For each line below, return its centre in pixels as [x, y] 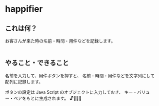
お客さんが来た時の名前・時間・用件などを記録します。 [60, 41]
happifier [24, 9]
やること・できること [37, 63]
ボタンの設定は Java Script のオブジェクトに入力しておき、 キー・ [71, 92]
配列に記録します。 [24, 82]
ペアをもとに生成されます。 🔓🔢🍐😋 [47, 98]
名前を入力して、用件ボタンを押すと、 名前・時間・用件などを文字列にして [80, 75]
